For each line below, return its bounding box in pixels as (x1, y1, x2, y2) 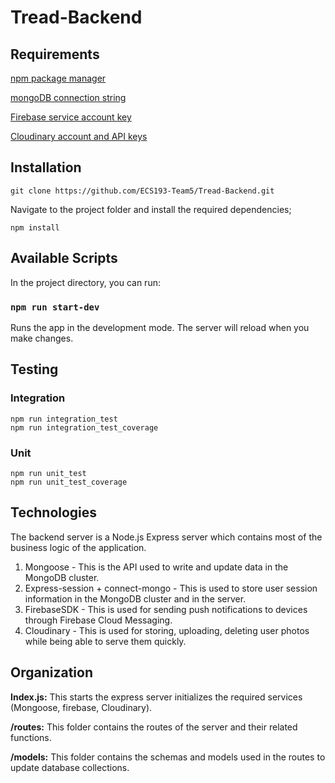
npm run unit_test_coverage (10, 477, 128, 487)
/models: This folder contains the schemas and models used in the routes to (10, 751, 326, 763)
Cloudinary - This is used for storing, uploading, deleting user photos (24, 624, 310, 636)
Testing (10, 361, 59, 378)
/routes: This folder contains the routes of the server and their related (10, 721, 298, 733)
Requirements (10, 46, 100, 63)
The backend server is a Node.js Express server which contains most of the (10, 531, 323, 543)
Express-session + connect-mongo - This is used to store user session (24, 582, 318, 594)
